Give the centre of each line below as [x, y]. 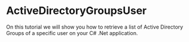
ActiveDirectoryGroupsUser [76, 11]
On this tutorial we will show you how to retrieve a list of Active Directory [95, 27]
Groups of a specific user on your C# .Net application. [72, 33]
